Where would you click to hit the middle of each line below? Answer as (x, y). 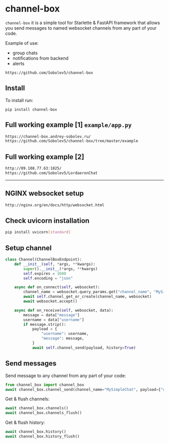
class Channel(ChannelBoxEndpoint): (44, 259)
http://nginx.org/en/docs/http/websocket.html (55, 205)
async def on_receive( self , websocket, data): (64, 310)
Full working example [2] (45, 157)
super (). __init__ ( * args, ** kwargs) (61, 269)
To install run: (19, 100)
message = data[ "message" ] (52, 315)
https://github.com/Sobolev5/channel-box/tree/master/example (72, 141)
